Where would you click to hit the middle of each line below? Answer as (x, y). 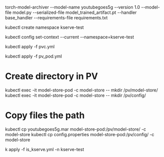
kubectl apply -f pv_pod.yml (34, 56)
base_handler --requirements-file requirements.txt (56, 18)
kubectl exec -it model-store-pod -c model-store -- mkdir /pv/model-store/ (82, 90)
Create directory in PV (52, 76)
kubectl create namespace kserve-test (44, 27)
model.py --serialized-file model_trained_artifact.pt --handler (75, 12)
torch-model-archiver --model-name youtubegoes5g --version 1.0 (73, 7)
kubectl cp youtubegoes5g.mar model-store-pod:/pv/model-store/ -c (76, 129)
